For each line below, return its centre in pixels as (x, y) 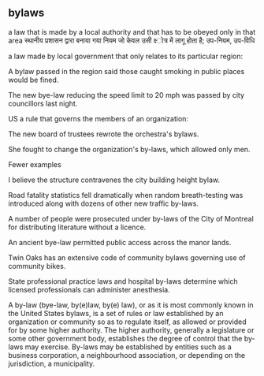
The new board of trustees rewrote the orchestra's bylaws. (104, 134)
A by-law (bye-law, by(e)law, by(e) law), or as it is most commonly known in (131, 305)
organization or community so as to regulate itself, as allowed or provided (127, 322)
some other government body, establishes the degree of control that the (125, 338)
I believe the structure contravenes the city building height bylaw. (114, 180)
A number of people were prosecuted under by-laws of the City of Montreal (131, 218)
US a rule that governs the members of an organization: (99, 118)
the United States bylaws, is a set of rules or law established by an (116, 313)
